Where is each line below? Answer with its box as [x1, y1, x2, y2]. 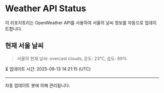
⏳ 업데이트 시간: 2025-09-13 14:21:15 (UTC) [5, 66, 91, 71]
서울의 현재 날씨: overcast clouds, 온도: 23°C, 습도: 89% [17, 55, 127, 61]
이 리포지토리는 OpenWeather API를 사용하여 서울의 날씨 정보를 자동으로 [5, 20, 144, 25]
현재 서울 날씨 [5, 42, 44, 50]
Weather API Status [5, 3, 86, 14]
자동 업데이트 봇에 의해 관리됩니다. [5, 82, 70, 88]
